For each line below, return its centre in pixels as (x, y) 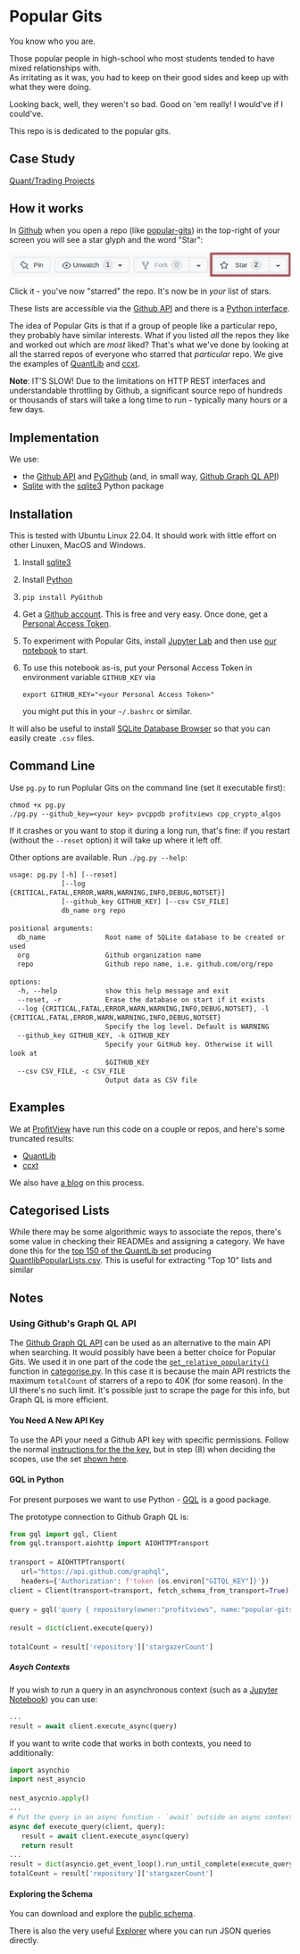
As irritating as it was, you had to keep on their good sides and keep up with (149, 77)
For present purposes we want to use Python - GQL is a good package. (140, 1499)
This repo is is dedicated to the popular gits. (90, 130)
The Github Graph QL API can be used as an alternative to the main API (140, 1343)
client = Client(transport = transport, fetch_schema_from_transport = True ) (150, 1591)
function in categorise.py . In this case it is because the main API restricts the (150, 1371)
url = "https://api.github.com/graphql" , (95, 1572)
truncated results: (42, 1138)
